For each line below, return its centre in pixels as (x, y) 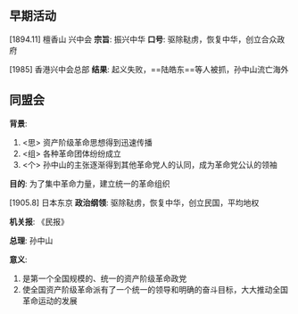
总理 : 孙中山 (31, 240)
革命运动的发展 (50, 301)
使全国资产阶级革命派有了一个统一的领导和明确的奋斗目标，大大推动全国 (155, 289)
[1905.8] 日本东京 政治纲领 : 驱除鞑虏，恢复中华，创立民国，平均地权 (134, 202)
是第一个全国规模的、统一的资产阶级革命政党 (104, 278)
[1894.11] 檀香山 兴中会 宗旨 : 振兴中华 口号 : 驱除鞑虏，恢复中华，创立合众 (143, 39)
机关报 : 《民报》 (39, 221)
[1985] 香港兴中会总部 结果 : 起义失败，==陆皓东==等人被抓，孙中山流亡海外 (149, 69)
